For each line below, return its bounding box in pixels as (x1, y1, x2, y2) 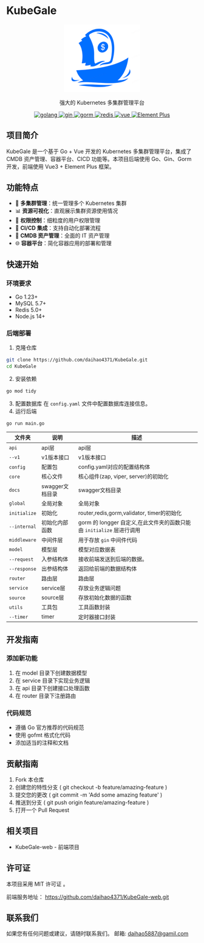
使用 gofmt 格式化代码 (15, 731, 71, 739)
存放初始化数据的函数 (78, 594, 132, 601)
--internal (8, 524, 36, 530)
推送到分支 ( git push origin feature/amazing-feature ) (15, 799, 149, 806)
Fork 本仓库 (15, 775, 44, 783)
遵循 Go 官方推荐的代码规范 (15, 724, 84, 731)
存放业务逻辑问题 (78, 584, 121, 591)
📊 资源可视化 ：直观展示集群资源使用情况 (15, 207, 118, 215)
